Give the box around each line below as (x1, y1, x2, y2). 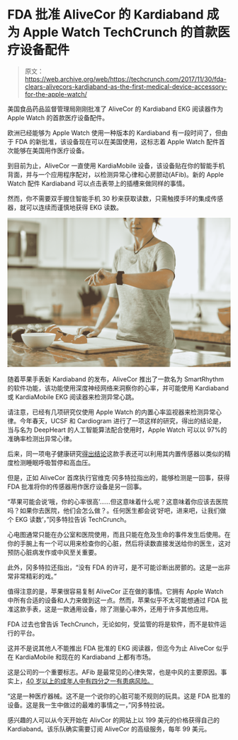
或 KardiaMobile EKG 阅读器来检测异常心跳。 (7, 392, 138, 401)
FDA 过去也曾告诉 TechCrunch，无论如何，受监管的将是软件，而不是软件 (7, 619, 221, 629)
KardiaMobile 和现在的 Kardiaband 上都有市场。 (15, 653, 154, 661)
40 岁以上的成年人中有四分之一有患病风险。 (25, 676, 154, 685)
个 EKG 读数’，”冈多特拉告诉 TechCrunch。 (7, 515, 131, 523)
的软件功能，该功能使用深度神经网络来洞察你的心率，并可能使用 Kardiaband (7, 383, 229, 392)
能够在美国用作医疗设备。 (13, 146, 89, 155)
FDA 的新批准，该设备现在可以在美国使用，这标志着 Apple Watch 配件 (15, 137, 220, 146)
